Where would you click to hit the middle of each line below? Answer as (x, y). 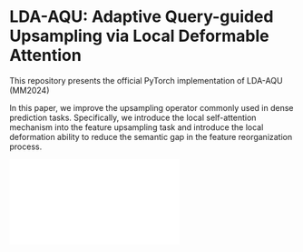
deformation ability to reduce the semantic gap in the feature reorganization (151, 136)
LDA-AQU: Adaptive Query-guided (142, 17)
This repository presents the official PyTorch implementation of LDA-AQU (146, 80)
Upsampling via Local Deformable (139, 36)
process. (26, 146)
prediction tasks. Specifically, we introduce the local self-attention (133, 117)
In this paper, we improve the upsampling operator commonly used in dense (151, 107)
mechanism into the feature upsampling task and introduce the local (137, 127)
